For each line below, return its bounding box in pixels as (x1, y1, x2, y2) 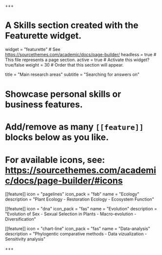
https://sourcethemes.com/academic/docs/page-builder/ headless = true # (5, 51, 157, 57)
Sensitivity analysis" (5, 236, 46, 242)
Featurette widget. (5, 30, 82, 42)
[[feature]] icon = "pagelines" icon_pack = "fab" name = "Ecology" (5, 191, 140, 197)
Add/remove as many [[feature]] (5, 121, 144, 133)
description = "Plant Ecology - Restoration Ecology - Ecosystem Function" (5, 196, 155, 202)
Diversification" (5, 216, 37, 222)
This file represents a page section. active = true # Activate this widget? (5, 57, 150, 63)
